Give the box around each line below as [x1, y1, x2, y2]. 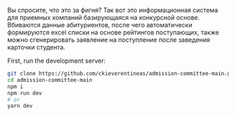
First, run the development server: [7, 57, 106, 65]
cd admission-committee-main [7, 76, 93, 83]
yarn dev [7, 103, 33, 110]
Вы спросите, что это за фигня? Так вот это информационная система [7, 6, 218, 14]
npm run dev [7, 89, 42, 96]
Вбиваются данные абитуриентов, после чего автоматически [7, 21, 192, 29]
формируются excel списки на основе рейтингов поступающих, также [7, 28, 219, 36]
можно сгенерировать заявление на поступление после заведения [7, 36, 211, 44]
